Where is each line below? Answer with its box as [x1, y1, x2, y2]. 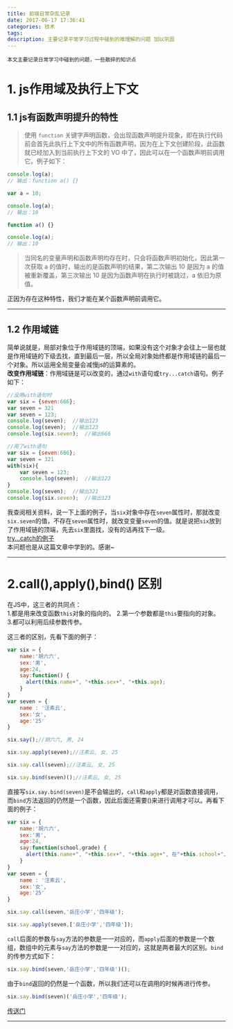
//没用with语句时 [7, 392, 52, 399]
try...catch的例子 [7, 534, 55, 542]
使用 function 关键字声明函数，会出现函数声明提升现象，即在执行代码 [24, 131, 223, 140]
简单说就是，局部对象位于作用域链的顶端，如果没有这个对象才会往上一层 [7, 343, 214, 351]
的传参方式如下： [7, 952, 56, 960]
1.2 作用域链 [7, 324, 59, 335]
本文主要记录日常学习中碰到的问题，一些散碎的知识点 [7, 56, 137, 63]
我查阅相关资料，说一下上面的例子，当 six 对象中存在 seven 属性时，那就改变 [7, 508, 221, 516]
